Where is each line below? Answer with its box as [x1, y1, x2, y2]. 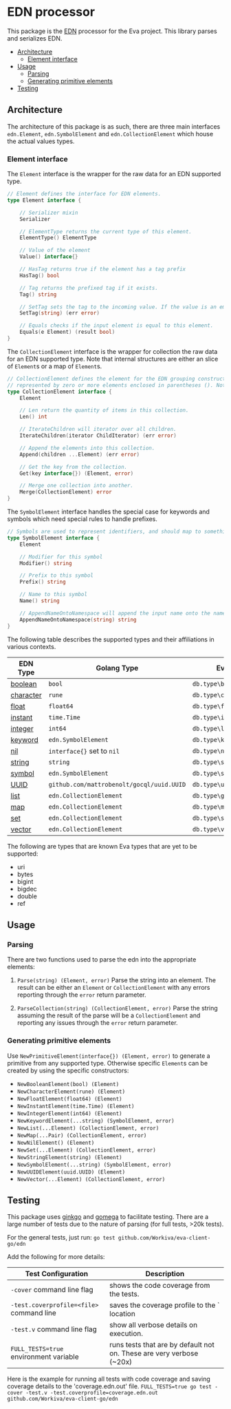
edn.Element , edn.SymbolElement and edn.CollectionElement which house [7, 129, 214, 138]
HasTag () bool [19, 272, 60, 279]
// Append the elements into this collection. [19, 445, 155, 452]
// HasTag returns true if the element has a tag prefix [19, 266, 186, 273]
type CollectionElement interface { [7, 388, 112, 395]
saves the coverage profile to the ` [109, 1300, 220, 1310]
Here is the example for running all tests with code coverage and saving [7, 1375, 211, 1384]
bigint [16, 877, 34, 885]
